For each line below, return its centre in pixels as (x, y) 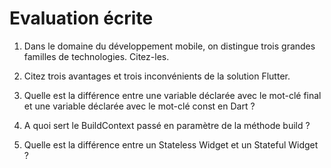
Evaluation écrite (81, 18)
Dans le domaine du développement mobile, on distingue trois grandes (169, 46)
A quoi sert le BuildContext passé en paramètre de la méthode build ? (167, 125)
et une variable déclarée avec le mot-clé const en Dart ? (139, 106)
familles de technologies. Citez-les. (96, 56)
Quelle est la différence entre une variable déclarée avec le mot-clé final (172, 95)
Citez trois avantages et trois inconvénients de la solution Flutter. (157, 76)
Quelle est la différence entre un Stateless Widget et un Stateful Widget (171, 144)
